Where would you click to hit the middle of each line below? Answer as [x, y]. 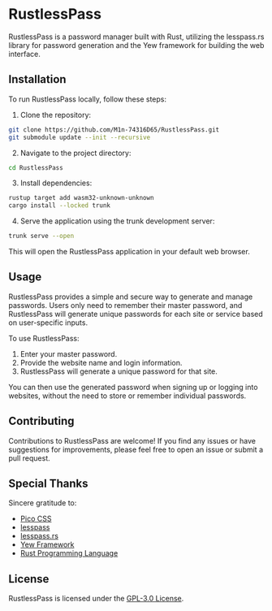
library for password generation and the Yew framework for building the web [136, 45]
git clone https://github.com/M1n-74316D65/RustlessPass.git [114, 130]
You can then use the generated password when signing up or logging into [133, 387]
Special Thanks [48, 484]
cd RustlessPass [36, 167]
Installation [37, 79]
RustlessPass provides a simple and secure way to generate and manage [131, 297]
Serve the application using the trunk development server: [117, 221]
